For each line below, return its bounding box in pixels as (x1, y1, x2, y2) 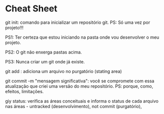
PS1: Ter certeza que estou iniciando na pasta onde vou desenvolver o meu (5, 34, 160, 40)
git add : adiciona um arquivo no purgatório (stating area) (5, 68, 122, 74)
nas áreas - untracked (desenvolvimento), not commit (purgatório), (5, 103, 142, 109)
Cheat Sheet (5, 3, 58, 14)
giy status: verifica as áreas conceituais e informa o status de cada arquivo (5, 98, 159, 104)
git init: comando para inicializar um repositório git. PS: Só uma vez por (5, 19, 151, 25)
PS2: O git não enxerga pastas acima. (5, 49, 82, 55)
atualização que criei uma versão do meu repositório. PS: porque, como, (5, 83, 153, 89)
